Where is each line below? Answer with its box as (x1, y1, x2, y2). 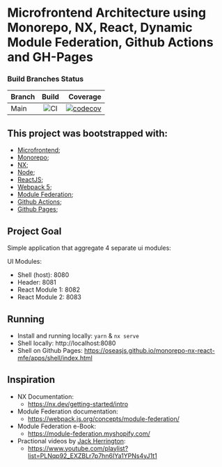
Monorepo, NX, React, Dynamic (7, 19, 193, 35)
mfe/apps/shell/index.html (17, 354, 93, 362)
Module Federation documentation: (17, 407, 118, 415)
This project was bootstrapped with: (7, 127, 168, 139)
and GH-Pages (7, 49, 94, 65)
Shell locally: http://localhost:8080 (17, 339, 116, 347)
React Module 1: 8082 (17, 285, 81, 294)
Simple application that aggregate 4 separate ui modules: (7, 244, 172, 252)
